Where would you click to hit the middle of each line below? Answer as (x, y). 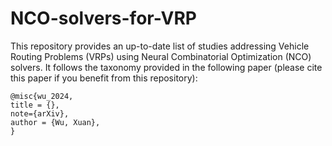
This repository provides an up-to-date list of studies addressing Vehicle (160, 46)
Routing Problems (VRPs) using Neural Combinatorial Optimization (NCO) (161, 56)
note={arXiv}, (40, 113)
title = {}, (35, 105)
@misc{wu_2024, (42, 96)
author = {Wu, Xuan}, (55, 122)
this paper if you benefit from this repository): (104, 78)
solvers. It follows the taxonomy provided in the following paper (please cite (166, 67)
